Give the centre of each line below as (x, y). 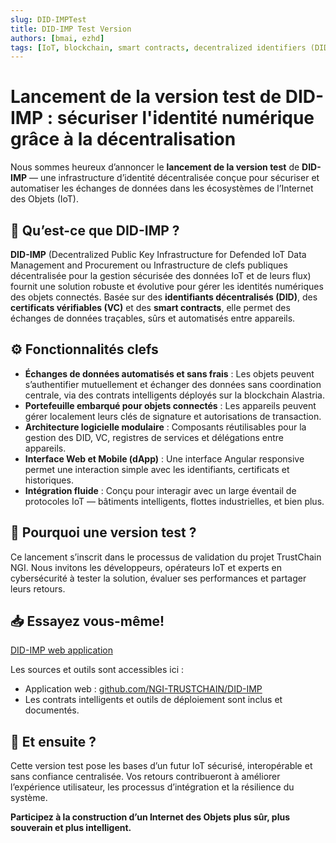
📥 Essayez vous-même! (87, 621)
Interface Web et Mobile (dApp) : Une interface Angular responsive (164, 458)
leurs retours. (38, 588)
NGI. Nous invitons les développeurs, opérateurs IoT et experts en (146, 567)
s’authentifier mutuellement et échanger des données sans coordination (173, 384)
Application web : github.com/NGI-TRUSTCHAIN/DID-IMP (143, 689)
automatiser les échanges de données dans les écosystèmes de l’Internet (162, 188)
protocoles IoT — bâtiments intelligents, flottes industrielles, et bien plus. (174, 501)
